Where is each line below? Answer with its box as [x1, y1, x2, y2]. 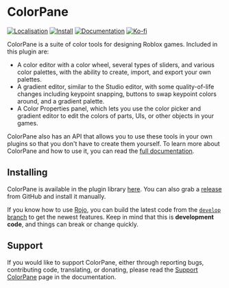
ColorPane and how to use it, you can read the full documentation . [7, 147, 195, 155]
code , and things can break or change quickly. [7, 220, 139, 228]
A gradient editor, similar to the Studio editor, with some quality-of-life [16, 82, 215, 91]
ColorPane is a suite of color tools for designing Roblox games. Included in [7, 40, 218, 48]
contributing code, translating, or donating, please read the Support [7, 265, 198, 274]
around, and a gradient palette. [16, 97, 105, 105]
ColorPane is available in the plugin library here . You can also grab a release [7, 184, 222, 193]
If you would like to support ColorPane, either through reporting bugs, [7, 258, 204, 266]
